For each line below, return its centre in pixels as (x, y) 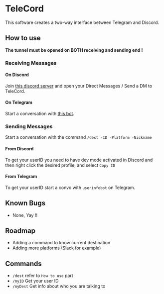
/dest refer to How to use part (43, 276)
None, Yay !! (25, 215)
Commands (24, 263)
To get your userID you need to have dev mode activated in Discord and (79, 160)
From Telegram (21, 177)
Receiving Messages (31, 63)
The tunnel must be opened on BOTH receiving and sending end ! (74, 50)
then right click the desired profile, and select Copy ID (60, 165)
